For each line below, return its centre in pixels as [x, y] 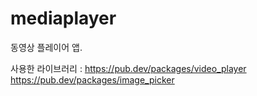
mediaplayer [63, 18]
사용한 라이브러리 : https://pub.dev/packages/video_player [128, 68]
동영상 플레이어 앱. [46, 47]
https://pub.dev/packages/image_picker [92, 79]
